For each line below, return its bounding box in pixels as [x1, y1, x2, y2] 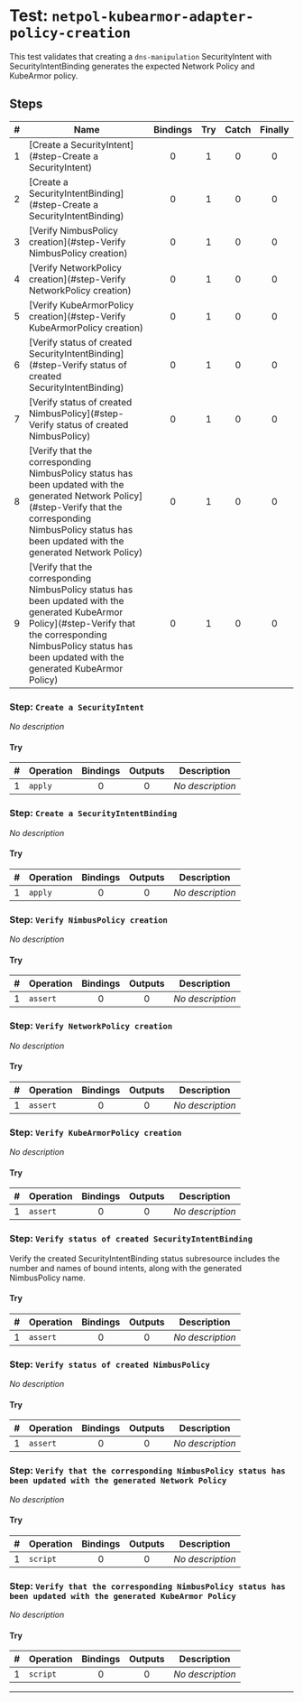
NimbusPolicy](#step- [28, 407, 124, 420]
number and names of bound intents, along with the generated [9, 1262, 242, 1273]
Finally [260, 123, 289, 135]
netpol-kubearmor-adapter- [51, 8, 254, 25]
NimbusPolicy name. [9, 1272, 86, 1283]
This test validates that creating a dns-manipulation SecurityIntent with [9, 51, 272, 61]
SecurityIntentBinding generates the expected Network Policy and [9, 60, 255, 71]
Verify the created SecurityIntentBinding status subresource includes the [9, 1252, 280, 1264]
